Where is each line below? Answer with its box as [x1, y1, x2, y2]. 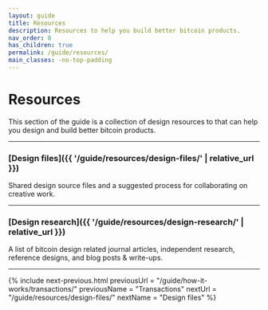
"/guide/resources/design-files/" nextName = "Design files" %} [8, 292, 217, 303]
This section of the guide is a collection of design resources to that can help [8, 116, 258, 126]
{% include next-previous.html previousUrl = [8, 276, 156, 285]
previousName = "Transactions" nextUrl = [78, 284, 217, 294]
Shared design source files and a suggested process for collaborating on [8, 181, 248, 190]
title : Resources [8, 19, 66, 27]
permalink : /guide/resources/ [8, 49, 109, 57]
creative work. [8, 189, 56, 199]
